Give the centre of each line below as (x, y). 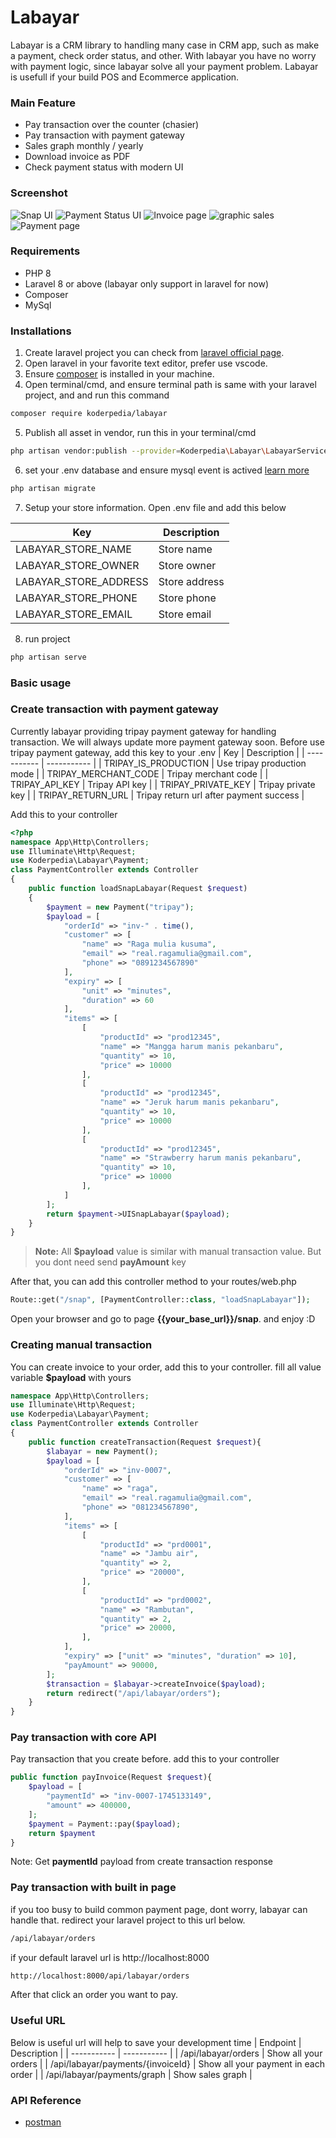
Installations (41, 331)
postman (43, 2122)
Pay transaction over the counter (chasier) (112, 125)
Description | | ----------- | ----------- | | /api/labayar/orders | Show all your (166, 2053)
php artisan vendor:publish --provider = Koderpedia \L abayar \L (140, 451)
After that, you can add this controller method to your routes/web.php (153, 1282)
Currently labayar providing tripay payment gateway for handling (143, 731)
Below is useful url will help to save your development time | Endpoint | (156, 2042)
